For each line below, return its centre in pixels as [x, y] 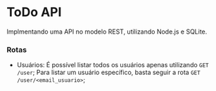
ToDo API [34, 12]
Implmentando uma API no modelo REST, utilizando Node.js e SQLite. [107, 31]
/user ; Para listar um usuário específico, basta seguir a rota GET [109, 72]
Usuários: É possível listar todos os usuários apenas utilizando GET [113, 65]
